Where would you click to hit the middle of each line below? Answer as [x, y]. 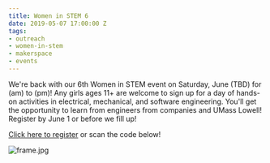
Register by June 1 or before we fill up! [73, 118]
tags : [17, 31]
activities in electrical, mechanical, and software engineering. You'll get [138, 101]
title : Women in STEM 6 [49, 16]
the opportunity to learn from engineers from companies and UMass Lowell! [135, 109]
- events [23, 62]
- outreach [27, 39]
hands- [249, 92]
